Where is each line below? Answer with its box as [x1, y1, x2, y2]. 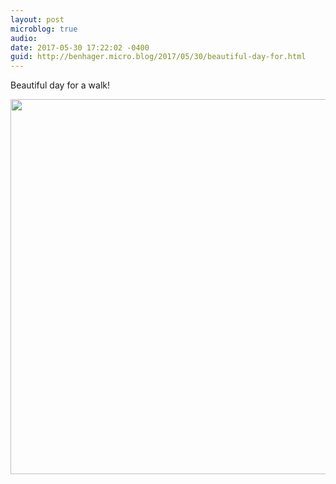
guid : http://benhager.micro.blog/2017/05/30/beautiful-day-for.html [10, 52, 307, 62]
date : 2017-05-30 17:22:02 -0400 [10, 42, 150, 53]
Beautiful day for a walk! [10, 79, 110, 91]
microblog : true [10, 24, 78, 34]
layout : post [10, 14, 65, 25]
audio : [10, 33, 38, 43]
